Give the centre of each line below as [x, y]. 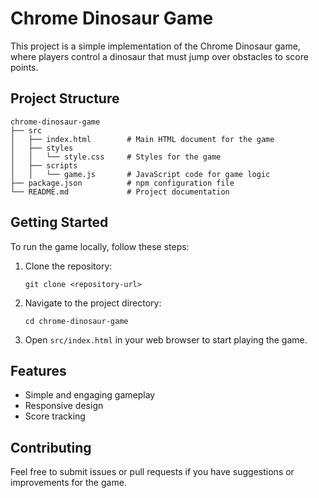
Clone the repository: [68, 266]
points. [24, 67]
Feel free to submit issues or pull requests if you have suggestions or [152, 472]
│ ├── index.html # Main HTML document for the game [142, 139]
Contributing [51, 447]
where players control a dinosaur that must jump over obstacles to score [159, 56]
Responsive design [64, 406]
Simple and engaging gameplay [90, 395]
